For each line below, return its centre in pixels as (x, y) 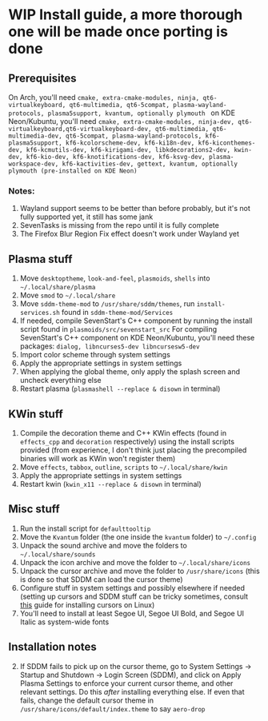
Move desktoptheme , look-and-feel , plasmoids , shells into (115, 278)
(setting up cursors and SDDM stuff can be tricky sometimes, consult (134, 596)
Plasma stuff (40, 259)
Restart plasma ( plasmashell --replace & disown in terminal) (120, 388)
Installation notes (53, 647)
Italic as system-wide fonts (64, 622)
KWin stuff (36, 414)
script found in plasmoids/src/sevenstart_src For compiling (118, 329)
